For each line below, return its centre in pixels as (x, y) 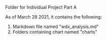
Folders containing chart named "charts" (55, 32)
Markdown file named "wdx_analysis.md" (56, 26)
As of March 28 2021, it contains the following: (54, 17)
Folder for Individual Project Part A (41, 7)
